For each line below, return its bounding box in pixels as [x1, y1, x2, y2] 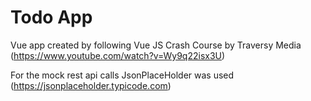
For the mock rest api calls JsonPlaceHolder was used [10, 69, 235, 81]
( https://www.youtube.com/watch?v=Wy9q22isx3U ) [10, 49, 226, 61]
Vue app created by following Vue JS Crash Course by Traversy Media [10, 39, 302, 51]
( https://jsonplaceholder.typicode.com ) [10, 79, 172, 91]
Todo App [10, 6, 93, 29]
